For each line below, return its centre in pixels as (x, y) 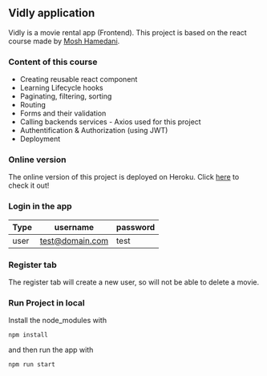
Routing (33, 105)
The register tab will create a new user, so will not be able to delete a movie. (134, 282)
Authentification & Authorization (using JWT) (94, 131)
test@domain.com (74, 241)
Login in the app (40, 206)
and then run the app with (51, 350)
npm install (28, 335)
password (136, 227)
